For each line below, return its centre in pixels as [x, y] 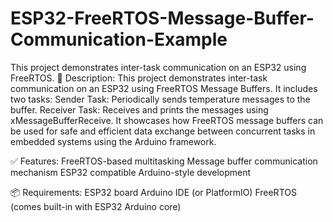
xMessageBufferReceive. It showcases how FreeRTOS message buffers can [167, 120]
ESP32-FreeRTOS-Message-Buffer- [162, 18]
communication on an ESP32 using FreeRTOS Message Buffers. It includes [164, 88]
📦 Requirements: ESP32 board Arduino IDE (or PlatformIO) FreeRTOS [153, 192]
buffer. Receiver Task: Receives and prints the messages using [139, 109]
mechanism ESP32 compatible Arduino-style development [131, 172]
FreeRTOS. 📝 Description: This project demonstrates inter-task [139, 78]
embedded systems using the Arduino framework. [113, 141]
